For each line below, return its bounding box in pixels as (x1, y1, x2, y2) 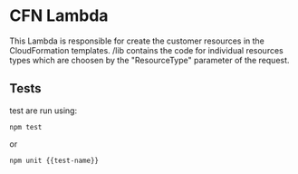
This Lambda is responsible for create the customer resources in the (9, 35, 265, 46)
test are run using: (9, 105, 78, 116)
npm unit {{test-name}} (9, 156, 100, 165)
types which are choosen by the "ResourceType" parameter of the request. (9, 54, 290, 65)
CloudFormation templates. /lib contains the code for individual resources (9, 44, 284, 55)
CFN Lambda (9, 5, 109, 26)
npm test (9, 122, 43, 131)
